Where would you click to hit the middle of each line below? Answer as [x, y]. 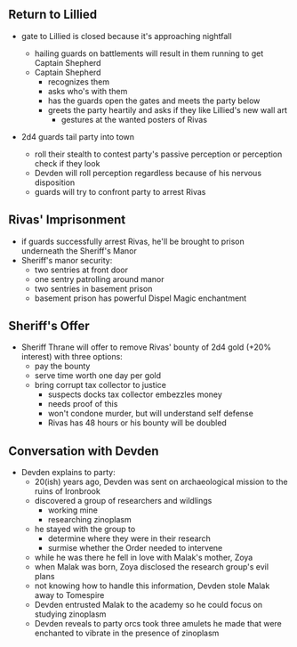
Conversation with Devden [84, 451]
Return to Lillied [53, 15]
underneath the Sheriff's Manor [79, 251]
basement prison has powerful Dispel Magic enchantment [140, 298]
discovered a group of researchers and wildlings [123, 501]
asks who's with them [88, 91]
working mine [73, 510]
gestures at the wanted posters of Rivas [134, 119]
